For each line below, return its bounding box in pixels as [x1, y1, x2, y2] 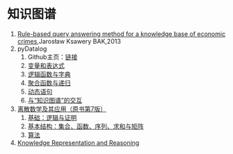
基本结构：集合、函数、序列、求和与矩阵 [27, 122, 144, 130]
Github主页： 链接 [27, 53, 78, 61]
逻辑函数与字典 [27, 70, 71, 78]
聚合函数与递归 [27, 78, 71, 87]
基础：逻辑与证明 [27, 113, 77, 121]
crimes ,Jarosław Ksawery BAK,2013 [17, 37, 122, 45]
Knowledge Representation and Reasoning [17, 138, 140, 146]
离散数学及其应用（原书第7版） [17, 105, 106, 113]
